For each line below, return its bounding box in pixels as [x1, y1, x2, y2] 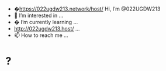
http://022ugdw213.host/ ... [13, 25, 80, 32]
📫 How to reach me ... [13, 32, 68, 39]
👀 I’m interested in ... [13, 12, 64, 19]
